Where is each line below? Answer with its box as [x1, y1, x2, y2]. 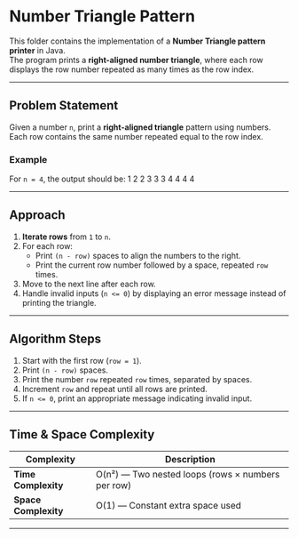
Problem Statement [9, 98, 119, 113]
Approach [9, 207, 66, 223]
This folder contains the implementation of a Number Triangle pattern [9, 36, 266, 46]
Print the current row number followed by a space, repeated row [35, 260, 269, 270]
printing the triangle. [21, 297, 97, 308]
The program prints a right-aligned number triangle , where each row [9, 54, 263, 65]
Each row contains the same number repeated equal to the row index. [9, 131, 263, 141]
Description [164, 454, 216, 466]
